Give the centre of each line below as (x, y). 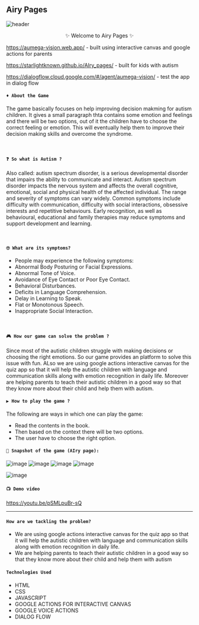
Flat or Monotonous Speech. (49, 305)
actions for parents (29, 53)
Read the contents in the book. (52, 425)
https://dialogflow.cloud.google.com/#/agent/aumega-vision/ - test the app (98, 76)
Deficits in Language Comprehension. (61, 292)
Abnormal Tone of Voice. (45, 273)
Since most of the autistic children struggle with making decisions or (90, 350)
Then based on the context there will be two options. (79, 432)
